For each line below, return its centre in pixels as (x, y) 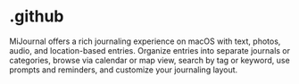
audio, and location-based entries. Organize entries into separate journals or (150, 50)
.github (37, 17)
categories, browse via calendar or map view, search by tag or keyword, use (149, 60)
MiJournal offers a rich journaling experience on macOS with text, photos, (145, 41)
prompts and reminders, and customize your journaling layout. (124, 70)
